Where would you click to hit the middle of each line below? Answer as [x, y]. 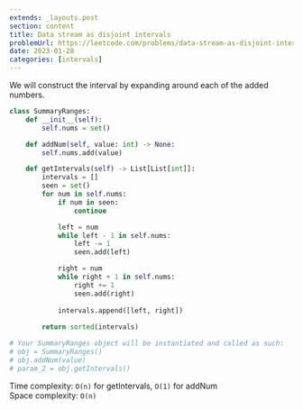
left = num [78, 227]
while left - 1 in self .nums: [114, 235]
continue [90, 211]
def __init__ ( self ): [64, 119]
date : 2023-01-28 [42, 51]
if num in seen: [88, 202]
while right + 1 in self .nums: [116, 277]
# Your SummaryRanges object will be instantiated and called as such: [147, 343]
